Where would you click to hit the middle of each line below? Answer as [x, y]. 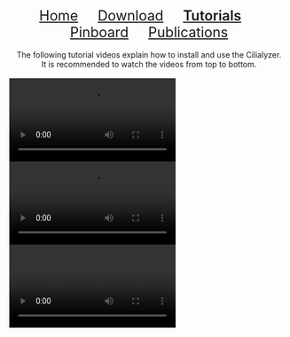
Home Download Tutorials [141, 16]
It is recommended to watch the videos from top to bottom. [149, 64]
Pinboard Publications [149, 32]
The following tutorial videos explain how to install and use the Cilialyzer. [149, 55]
